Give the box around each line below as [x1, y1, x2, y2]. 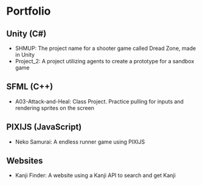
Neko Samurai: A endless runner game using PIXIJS [15, 138, 145, 145]
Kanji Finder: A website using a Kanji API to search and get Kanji [15, 172, 176, 179]
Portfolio [6, 4, 51, 18]
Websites [6, 156, 43, 166]
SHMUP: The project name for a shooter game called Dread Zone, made [15, 44, 197, 52]
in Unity [15, 51, 35, 58]
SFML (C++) [6, 82, 54, 92]
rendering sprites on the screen [15, 104, 94, 111]
